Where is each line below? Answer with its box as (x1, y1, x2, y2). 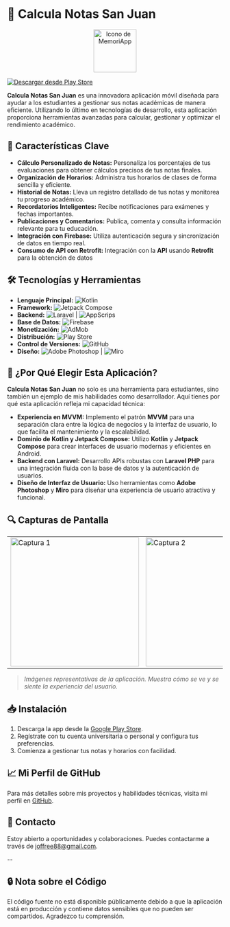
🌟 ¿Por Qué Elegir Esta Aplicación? (7, 367, 157, 379)
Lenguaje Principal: (16, 295, 74, 304)
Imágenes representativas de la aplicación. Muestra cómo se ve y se (23, 675, 219, 683)
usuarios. (16, 471, 44, 480)
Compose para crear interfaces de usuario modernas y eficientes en (16, 443, 211, 451)
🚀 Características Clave (7, 140, 110, 152)
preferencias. (16, 739, 55, 748)
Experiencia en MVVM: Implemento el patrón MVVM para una (16, 413, 194, 421)
